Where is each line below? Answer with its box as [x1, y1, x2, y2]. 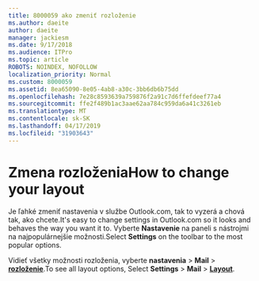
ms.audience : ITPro [8, 48, 73, 56]
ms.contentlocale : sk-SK [8, 115, 90, 123]
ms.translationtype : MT [8, 108, 87, 116]
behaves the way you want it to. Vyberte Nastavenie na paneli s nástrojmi [8, 223, 249, 233]
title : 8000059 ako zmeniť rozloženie [8, 11, 136, 20]
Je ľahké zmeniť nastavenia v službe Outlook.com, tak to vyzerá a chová [8, 207, 246, 216]
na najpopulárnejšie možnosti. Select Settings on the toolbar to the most [8, 231, 243, 241]
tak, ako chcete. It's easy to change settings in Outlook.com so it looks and [8, 215, 251, 224]
